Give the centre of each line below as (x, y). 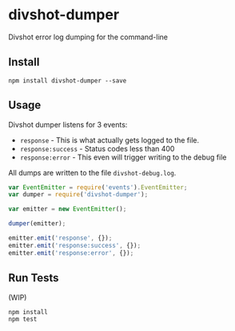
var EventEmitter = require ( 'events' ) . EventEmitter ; (98, 187)
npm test (23, 319)
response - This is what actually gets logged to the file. (110, 140)
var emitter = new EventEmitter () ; (68, 209)
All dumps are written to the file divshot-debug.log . (92, 172)
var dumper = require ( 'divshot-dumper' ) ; (78, 195)
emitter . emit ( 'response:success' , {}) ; (75, 245)
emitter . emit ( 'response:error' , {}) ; (71, 253)
